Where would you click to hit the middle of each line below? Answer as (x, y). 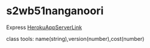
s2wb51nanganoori (55, 11)
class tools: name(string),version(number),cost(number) (75, 39)
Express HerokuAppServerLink (44, 27)
